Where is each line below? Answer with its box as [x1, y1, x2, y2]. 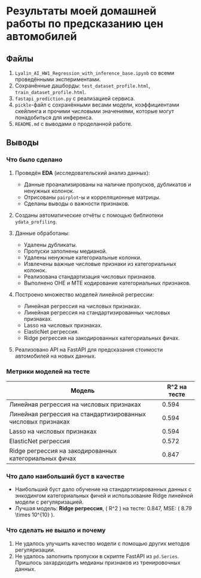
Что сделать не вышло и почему [6, 526, 106, 534]
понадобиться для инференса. [14, 114, 93, 121]
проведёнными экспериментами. [14, 76, 101, 83]
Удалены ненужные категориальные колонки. [23, 253, 142, 261]
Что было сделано [6, 156, 63, 164]
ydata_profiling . [14, 217, 57, 225]
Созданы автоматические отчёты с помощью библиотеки [14, 211, 163, 219]
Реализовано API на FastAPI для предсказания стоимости [14, 346, 163, 353]
